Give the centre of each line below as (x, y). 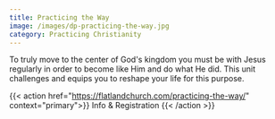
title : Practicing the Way (59, 17)
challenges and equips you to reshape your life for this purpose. (127, 79)
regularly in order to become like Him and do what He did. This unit (133, 69)
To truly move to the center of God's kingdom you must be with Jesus (137, 60)
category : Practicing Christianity (75, 34)
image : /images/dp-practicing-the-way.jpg (89, 26)
